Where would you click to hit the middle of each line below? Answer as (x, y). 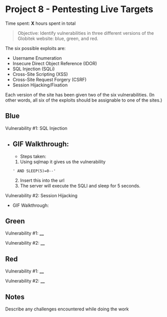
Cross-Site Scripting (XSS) (40, 74)
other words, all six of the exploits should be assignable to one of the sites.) (84, 100)
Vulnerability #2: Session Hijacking (41, 195)
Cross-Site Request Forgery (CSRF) (49, 79)
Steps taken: (33, 156)
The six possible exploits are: (36, 48)
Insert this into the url (42, 180)
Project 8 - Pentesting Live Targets (79, 9)
